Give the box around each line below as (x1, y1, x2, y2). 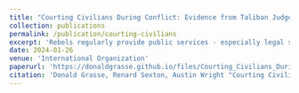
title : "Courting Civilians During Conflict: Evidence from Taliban (9, 12, 269, 22)
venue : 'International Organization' (9, 54, 149, 63)
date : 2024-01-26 (9, 46, 74, 55)
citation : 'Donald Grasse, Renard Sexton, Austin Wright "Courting (9, 71, 265, 80)
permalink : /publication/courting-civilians (9, 29, 177, 38)
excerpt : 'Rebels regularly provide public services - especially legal (9, 37, 285, 47)
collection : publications (9, 21, 105, 30)
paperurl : (9, 63, 46, 72)
